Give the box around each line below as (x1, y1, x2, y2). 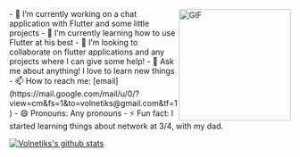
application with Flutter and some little (9, 18, 150, 29)
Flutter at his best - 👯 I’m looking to (9, 37, 138, 47)
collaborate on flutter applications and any (9, 46, 165, 57)
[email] (92, 76, 119, 86)
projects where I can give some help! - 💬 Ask (9, 56, 174, 66)
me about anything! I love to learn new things (9, 66, 176, 76)
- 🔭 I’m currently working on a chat (9, 9, 137, 19)
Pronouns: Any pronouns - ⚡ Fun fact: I (29, 108, 174, 119)
